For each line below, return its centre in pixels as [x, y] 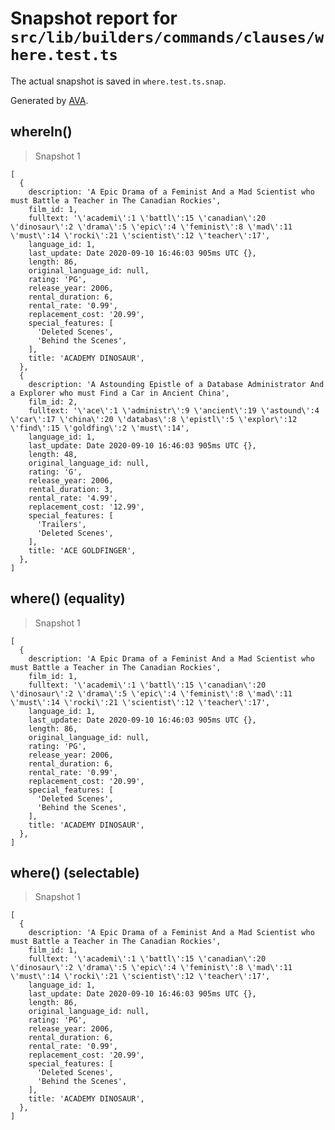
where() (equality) [68, 598]
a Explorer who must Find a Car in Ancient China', [120, 393]
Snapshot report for [94, 18]
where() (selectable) [75, 872]
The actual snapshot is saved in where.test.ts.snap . [118, 81]
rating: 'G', [55, 472]
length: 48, [53, 454]
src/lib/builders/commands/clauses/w [167, 37]
